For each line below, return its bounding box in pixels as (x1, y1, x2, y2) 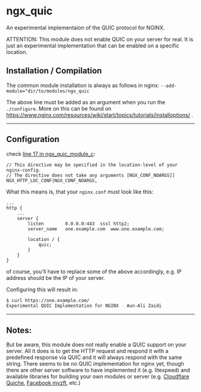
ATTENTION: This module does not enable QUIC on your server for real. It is (6, 35, 193, 43)
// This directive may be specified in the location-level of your (6, 162, 178, 168)
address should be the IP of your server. (6, 274, 105, 281)
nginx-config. (6, 167, 42, 173)
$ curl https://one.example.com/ (6, 297, 90, 303)
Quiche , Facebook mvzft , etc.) (6, 379, 81, 387)
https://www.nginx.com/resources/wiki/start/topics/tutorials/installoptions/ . (6, 111, 193, 118)
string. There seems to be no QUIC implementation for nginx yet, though (6, 360, 184, 367)
